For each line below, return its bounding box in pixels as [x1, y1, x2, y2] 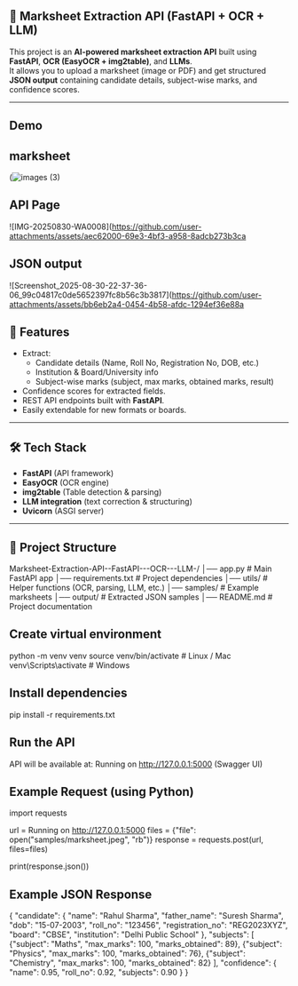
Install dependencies [9, 686, 128, 701]
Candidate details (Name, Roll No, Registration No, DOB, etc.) [35, 357, 260, 369]
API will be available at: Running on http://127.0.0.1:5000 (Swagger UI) [9, 759, 263, 769]
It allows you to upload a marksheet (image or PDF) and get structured [9, 65, 267, 76]
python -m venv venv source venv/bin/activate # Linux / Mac [9, 650, 231, 661]
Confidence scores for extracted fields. [21, 386, 166, 396]
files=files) [9, 844, 49, 855]
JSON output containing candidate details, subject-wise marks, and [9, 75, 258, 85]
